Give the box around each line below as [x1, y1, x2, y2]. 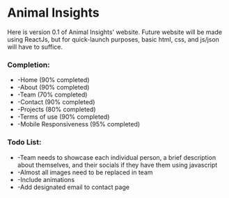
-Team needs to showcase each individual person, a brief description [17, 153, 216, 161]
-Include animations [17, 175, 75, 183]
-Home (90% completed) [17, 76, 90, 84]
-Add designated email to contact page [17, 183, 130, 191]
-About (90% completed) [17, 83, 90, 92]
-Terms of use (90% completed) [17, 113, 110, 121]
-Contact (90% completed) [17, 98, 95, 106]
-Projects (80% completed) [17, 106, 96, 114]
